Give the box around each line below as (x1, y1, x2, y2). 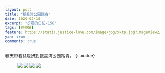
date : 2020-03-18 (5, 16, 41, 21)
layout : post (5, 7, 32, 12)
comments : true (5, 39, 36, 44)
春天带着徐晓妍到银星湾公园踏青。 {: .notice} (5, 53, 95, 58)
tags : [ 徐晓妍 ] (5, 25, 34, 30)
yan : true (5, 35, 26, 39)
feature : (5, 30, 23, 35)
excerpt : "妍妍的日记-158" (5, 20, 56, 26)
